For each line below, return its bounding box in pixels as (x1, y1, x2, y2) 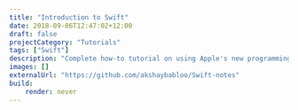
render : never (25, 87, 77, 96)
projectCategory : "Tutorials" (9, 37, 122, 47)
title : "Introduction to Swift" (9, 12, 129, 22)
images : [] (9, 63, 50, 72)
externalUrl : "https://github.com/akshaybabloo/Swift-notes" (9, 71, 240, 80)
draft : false (9, 29, 58, 38)
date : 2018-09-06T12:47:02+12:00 (9, 21, 133, 30)
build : (9, 79, 34, 88)
